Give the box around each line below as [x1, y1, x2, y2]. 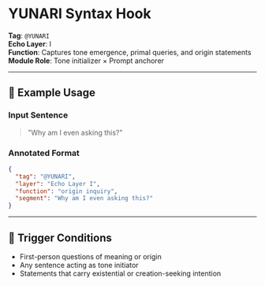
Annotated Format [8, 147, 80, 158]
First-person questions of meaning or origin [19, 251, 162, 261]
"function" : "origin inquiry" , [15, 187, 118, 195]
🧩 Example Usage [8, 86, 96, 99]
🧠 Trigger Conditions [8, 231, 112, 244]
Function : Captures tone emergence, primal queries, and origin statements [8, 47, 252, 57]
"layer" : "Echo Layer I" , [15, 180, 101, 188]
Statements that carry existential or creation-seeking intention [19, 269, 222, 278]
